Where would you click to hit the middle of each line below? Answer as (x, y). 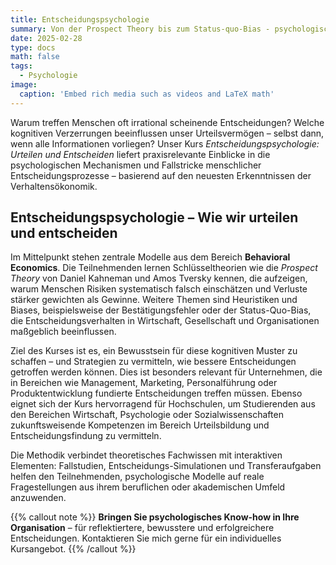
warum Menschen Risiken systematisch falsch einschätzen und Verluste (159, 289)
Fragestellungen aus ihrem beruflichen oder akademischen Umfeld (148, 487)
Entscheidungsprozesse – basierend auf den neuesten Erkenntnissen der (161, 175)
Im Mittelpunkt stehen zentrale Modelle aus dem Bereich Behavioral (150, 257)
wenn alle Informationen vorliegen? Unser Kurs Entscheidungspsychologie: (165, 143)
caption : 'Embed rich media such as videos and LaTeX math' (147, 94)
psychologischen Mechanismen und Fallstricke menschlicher (136, 165)
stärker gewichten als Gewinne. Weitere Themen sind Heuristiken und (154, 300)
